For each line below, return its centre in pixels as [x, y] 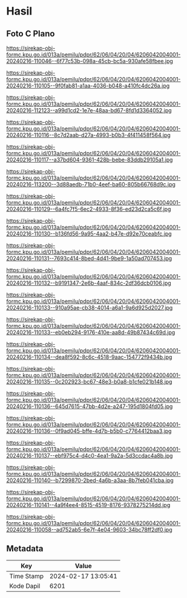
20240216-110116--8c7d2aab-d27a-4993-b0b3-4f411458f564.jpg [88, 135]
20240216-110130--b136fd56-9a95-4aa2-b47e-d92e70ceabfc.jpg [89, 234]
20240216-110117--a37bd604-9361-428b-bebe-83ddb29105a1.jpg [90, 160]
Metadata [25, 549]
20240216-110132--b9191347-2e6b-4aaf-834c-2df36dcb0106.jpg [89, 283]
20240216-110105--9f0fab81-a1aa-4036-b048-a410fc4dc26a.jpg [88, 86]
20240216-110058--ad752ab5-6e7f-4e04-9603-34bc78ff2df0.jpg [89, 530]
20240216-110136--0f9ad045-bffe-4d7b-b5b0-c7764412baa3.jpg [89, 431]
